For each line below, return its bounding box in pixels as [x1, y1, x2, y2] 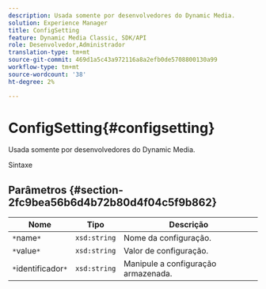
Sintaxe [8, 160, 33, 170]
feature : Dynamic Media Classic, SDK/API [8, 33, 147, 42]
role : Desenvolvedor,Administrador [8, 41, 126, 49]
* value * [12, 245, 41, 257]
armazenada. [123, 268, 173, 279]
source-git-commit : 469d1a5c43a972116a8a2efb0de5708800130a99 [8, 56, 218, 64]
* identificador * [12, 263, 68, 274]
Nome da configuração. [123, 233, 212, 244]
